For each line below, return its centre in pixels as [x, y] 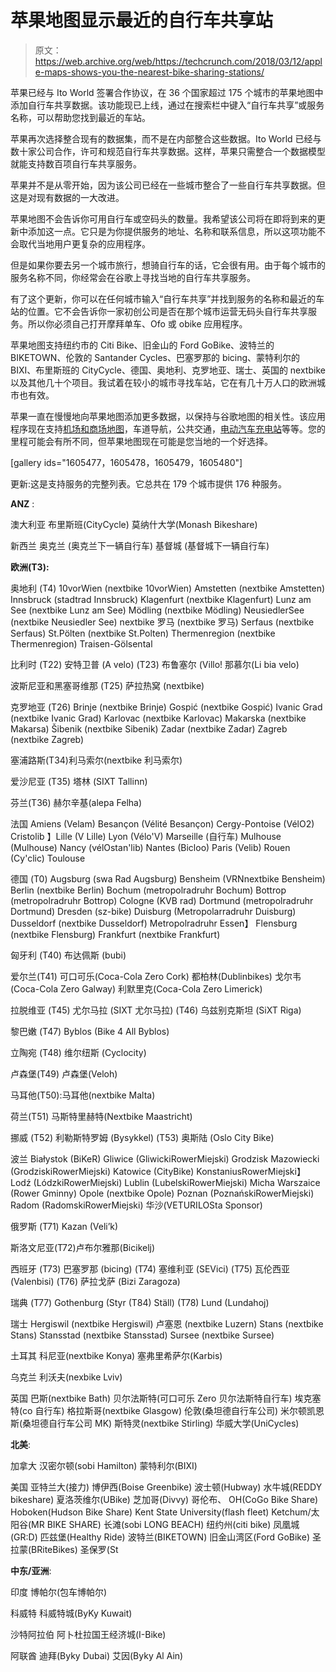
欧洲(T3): [30, 567]
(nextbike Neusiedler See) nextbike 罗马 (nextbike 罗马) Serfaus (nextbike [162, 622]
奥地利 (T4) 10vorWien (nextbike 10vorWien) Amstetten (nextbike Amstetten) [168, 588]
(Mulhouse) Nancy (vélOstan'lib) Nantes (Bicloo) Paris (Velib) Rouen [150, 847]
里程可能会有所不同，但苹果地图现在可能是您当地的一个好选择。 [141, 441]
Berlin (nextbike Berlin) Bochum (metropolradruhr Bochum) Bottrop [148, 890]
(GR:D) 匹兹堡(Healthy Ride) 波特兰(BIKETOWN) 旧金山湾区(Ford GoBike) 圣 [166, 1537]
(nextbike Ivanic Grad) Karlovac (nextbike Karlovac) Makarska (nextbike [158, 718]
